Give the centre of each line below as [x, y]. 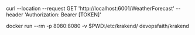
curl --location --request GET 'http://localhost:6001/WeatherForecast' [90, 8]
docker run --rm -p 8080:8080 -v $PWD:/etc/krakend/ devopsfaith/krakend [97, 26]
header [15, 15]
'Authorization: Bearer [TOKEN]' [63, 15]
